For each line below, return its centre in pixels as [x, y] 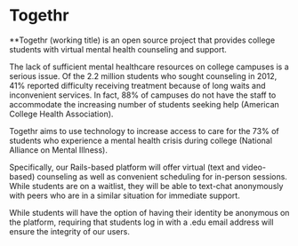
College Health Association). [61, 114]
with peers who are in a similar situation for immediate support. [125, 195]
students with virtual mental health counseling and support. [118, 49]
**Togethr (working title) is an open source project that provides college [142, 40]
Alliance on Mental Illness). [59, 150]
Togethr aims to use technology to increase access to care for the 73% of [144, 131]
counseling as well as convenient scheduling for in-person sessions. [162, 176]
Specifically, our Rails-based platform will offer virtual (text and [125, 167]
